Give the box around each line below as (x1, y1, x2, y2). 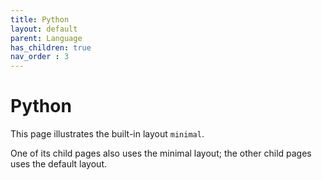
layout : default (10, 24, 78, 34)
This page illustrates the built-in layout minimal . (10, 128, 205, 140)
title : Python (10, 14, 70, 25)
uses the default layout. (10, 158, 107, 170)
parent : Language (10, 33, 83, 43)
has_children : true (10, 42, 92, 53)
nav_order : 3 (10, 52, 70, 62)
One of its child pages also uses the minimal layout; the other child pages (10, 147, 312, 160)
